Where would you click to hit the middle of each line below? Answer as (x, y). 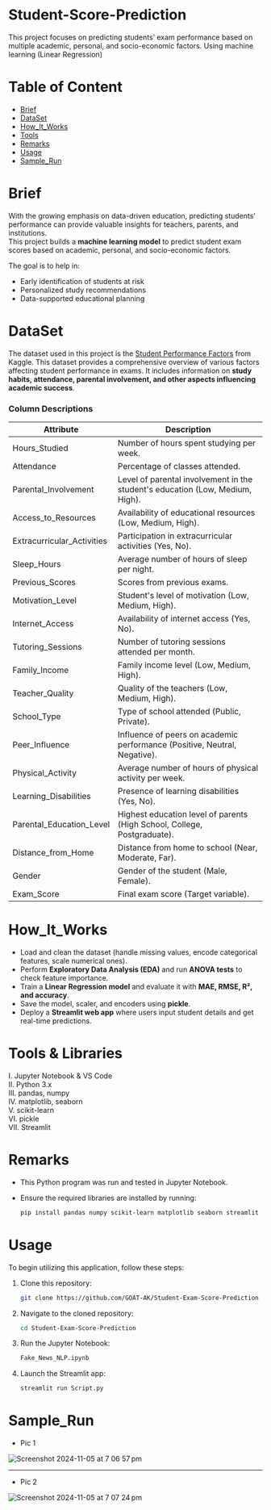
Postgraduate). (146, 834)
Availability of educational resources (186, 512)
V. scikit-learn (31, 1110)
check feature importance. (64, 977)
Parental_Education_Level (61, 825)
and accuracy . (45, 995)
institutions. (27, 232)
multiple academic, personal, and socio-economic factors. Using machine (131, 45)
